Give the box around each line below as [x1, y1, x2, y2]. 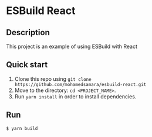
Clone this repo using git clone [14, 75, 92, 83]
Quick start [6, 60, 48, 70]
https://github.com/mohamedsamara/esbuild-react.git [14, 81, 147, 87]
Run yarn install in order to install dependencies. [14, 93, 137, 100]
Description [6, 28, 50, 37]
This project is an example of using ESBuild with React [6, 43, 138, 50]
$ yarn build [6, 125, 38, 131]
